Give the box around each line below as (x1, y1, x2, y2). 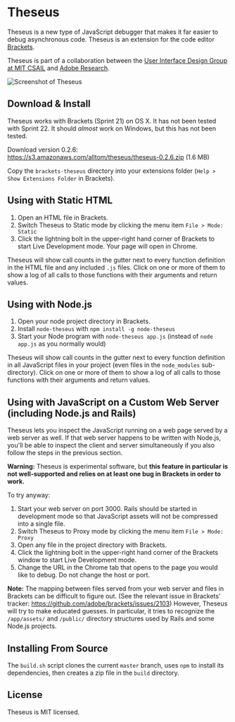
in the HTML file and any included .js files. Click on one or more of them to (7, 263, 226, 272)
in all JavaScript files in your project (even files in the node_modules (7, 361, 201, 369)
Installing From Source (7, 642, 108, 654)
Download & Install (7, 98, 91, 110)
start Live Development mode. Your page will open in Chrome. (17, 241, 198, 251)
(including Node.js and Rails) (7, 407, 136, 419)
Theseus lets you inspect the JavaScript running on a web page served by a (7, 426, 228, 435)
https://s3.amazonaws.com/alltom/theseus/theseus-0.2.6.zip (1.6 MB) (7, 152, 210, 161)
